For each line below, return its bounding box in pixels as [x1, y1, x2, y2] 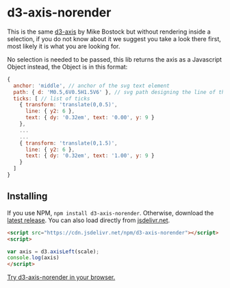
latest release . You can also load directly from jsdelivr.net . [7, 216, 170, 224]
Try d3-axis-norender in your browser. [7, 273, 116, 282]
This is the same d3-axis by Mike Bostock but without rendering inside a [7, 27, 211, 36]
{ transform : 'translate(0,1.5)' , [19, 139, 118, 147]
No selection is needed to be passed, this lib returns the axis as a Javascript [7, 55, 222, 63]
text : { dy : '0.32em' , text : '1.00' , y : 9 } [25, 152, 155, 159]
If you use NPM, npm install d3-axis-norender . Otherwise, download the [7, 208, 214, 217]
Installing [7, 191, 48, 202]
